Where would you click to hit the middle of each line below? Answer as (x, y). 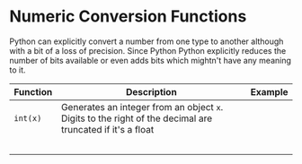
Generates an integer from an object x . (142, 107)
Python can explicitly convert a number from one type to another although (147, 41)
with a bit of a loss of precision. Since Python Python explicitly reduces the (148, 50)
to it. (18, 70)
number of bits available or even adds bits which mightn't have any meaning (151, 60)
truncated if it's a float (108, 129)
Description (151, 91)
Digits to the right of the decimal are (137, 118)
